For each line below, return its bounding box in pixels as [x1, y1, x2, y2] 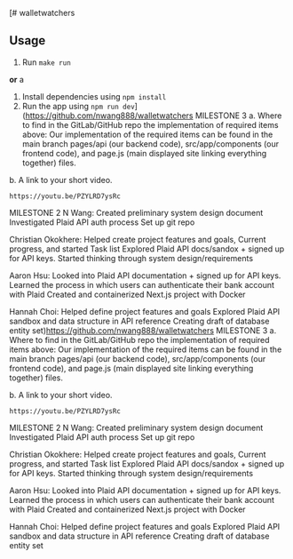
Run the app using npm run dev [21, 100, 135, 111]
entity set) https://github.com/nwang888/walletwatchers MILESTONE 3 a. [9, 324, 277, 336]
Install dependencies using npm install [21, 91, 167, 101]
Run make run [21, 57, 71, 68]
